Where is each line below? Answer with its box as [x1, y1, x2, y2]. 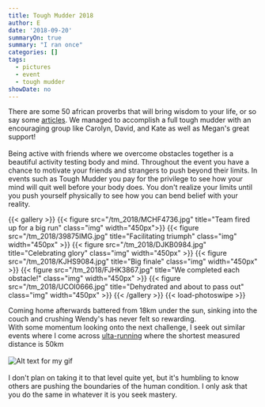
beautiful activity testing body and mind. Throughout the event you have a [8, 158, 249, 167]
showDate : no [8, 85, 51, 93]
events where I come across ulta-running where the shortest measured [8, 331, 240, 340]
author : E [8, 19, 41, 27]
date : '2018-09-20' [8, 26, 73, 34]
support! [8, 132, 36, 142]
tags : [8, 56, 26, 64]
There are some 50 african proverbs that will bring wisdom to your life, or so [8, 107, 257, 116]
